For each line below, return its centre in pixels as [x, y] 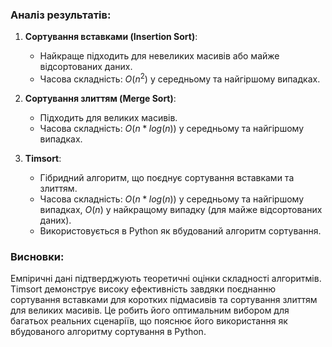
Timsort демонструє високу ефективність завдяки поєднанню [143, 289]
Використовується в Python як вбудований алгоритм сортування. [180, 230]
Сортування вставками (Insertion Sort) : [111, 37]
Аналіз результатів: [61, 15]
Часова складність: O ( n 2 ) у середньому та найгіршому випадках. [180, 78]
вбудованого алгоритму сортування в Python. [108, 332]
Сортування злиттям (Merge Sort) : [100, 98]
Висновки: [37, 256]
